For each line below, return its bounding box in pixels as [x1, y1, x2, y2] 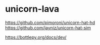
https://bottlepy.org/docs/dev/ [5, 34, 67, 40]
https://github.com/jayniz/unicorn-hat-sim [5, 24, 91, 30]
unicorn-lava [5, 3, 59, 15]
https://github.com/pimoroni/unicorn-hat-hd [5, 20, 95, 25]
